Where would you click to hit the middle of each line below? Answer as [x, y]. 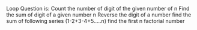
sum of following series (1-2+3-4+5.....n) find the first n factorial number [95, 21]
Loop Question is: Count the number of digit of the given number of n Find [98, 9]
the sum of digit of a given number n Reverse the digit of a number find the [99, 15]
